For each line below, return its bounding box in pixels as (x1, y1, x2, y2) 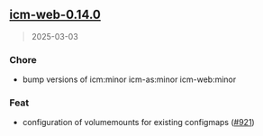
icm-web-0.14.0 (9, 7, 101, 23)
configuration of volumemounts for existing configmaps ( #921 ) (22, 117, 255, 128)
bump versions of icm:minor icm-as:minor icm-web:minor (22, 74, 237, 85)
